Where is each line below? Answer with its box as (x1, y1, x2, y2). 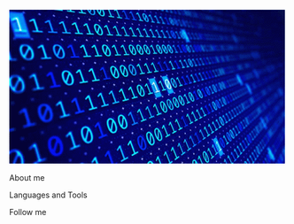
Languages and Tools (9, 189, 89, 200)
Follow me (9, 207, 47, 217)
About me (9, 173, 45, 182)
